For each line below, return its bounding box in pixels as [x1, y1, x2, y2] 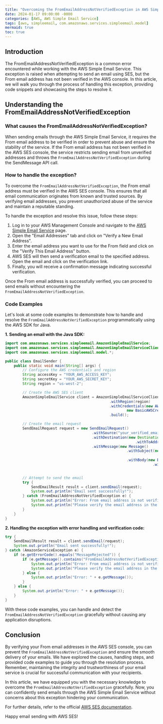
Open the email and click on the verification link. [12, 258, 109, 264]
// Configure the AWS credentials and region [22, 368, 116, 372]
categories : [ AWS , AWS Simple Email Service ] [5, 16, 98, 21]
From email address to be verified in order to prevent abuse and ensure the [5, 139, 155, 145]
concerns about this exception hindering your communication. [5, 694, 130, 700]
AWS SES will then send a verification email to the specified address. [12, 253, 150, 259]
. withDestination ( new [92, 435, 136, 440]
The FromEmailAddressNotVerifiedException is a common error [5, 60, 132, 66]
